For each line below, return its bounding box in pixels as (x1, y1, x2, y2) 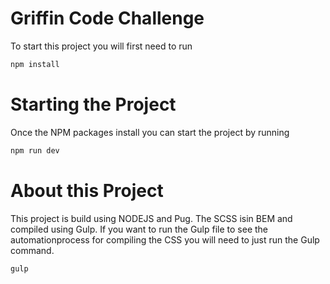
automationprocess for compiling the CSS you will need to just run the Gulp (10, 233, 320, 246)
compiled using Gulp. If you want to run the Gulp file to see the (10, 223, 269, 235)
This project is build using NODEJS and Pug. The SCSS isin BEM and (10, 212, 293, 224)
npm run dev (10, 145, 60, 156)
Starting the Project (10, 93, 177, 116)
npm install (10, 59, 60, 69)
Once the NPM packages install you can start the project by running (10, 126, 290, 138)
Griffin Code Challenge (10, 7, 205, 30)
